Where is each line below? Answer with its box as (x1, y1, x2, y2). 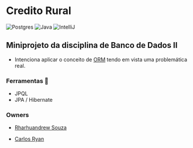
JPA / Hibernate (14, 97, 53, 104)
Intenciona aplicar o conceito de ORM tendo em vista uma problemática (14, 56, 188, 63)
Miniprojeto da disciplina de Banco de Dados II (6, 40, 178, 50)
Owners (6, 111, 29, 119)
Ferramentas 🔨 (6, 77, 49, 85)
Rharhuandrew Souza (14, 124, 67, 131)
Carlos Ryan (14, 136, 44, 143)
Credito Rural (6, 4, 71, 18)
